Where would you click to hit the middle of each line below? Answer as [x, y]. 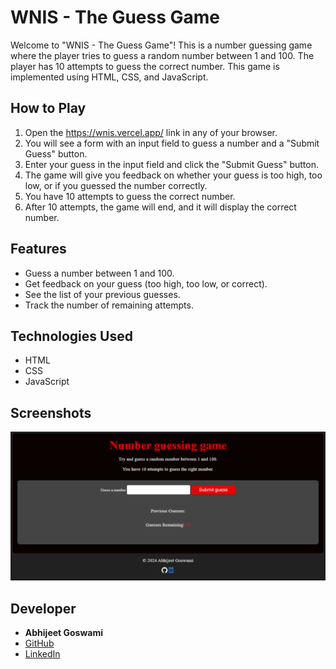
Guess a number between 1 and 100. [99, 273]
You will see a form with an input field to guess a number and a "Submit [172, 143]
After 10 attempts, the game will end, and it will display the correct [160, 207]
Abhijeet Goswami [63, 633]
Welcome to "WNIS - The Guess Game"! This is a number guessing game [161, 45]
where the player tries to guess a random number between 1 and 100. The [162, 55]
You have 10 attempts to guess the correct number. [130, 196]
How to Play [48, 108]
